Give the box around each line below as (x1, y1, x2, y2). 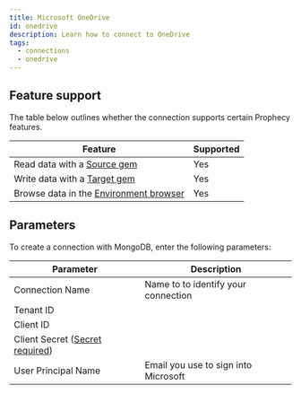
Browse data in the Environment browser (13, 187, 185, 199)
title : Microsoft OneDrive (9, 13, 110, 22)
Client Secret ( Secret (13, 333, 102, 346)
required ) (13, 344, 54, 356)
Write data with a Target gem (13, 172, 136, 185)
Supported (193, 143, 240, 155)
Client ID (13, 318, 50, 330)
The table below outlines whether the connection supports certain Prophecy (9, 111, 291, 122)
